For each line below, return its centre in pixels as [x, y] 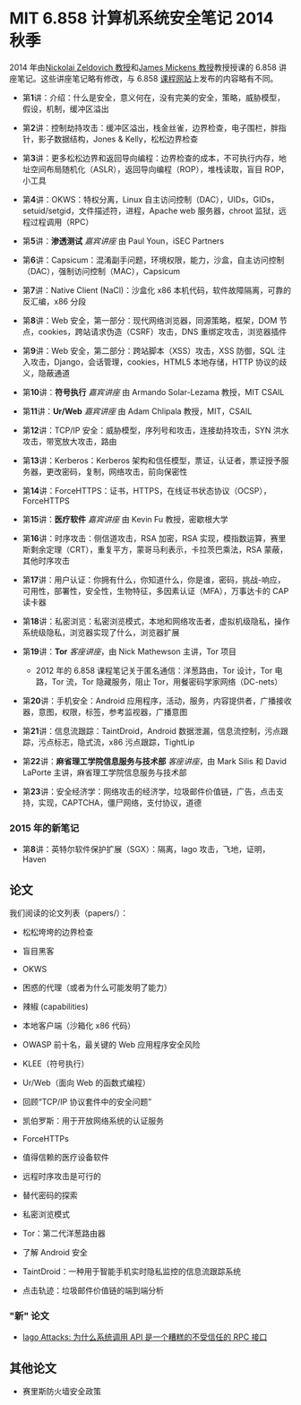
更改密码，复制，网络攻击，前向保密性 [117, 471]
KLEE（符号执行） [56, 1064]
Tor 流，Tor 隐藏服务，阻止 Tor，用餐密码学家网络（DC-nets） [167, 681]
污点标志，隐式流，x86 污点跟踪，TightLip [116, 742]
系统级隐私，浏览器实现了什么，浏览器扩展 [101, 632]
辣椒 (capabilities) [55, 1007]
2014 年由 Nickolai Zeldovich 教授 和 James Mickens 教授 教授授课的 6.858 [143, 67]
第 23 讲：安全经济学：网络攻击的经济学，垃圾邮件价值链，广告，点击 [149, 791]
